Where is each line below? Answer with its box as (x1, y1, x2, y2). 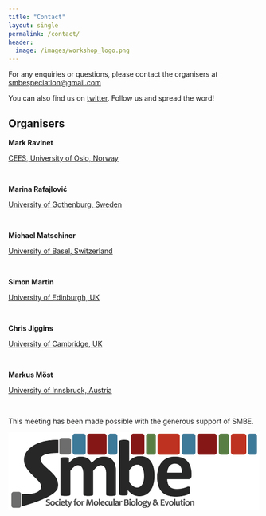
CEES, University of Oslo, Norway (8, 153, 119, 163)
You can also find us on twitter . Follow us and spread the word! (8, 93, 215, 103)
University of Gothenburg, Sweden (8, 200, 122, 209)
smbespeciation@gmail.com (8, 78, 102, 88)
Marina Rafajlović (8, 184, 68, 193)
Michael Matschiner (8, 230, 76, 240)
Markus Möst (8, 370, 53, 379)
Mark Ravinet (8, 137, 53, 147)
